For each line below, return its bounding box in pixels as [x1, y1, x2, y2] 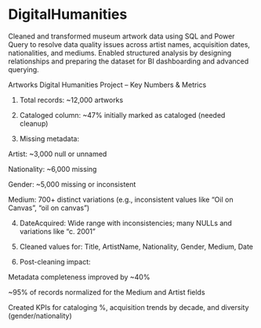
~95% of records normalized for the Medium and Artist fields [8, 287, 205, 297]
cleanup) [19, 118, 49, 128]
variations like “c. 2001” [19, 226, 96, 236]
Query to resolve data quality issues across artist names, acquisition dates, [8, 39, 251, 49]
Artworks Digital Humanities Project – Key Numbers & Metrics [8, 80, 207, 89]
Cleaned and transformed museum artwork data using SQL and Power [8, 31, 235, 41]
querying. [8, 64, 39, 74]
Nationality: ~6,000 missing [8, 164, 97, 173]
